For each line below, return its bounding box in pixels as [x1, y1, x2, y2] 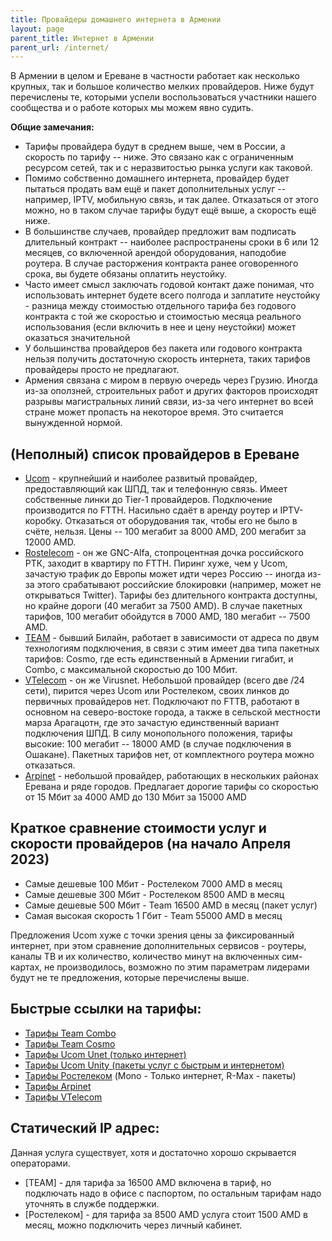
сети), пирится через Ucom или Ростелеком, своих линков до [24, 685, 290, 697]
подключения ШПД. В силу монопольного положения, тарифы [24, 727, 293, 740]
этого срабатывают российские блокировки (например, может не [36, 579, 322, 591]
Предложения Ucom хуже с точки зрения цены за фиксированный [10, 929, 295, 941]
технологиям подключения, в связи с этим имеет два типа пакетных [24, 642, 320, 655]
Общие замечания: [10, 121, 95, 133]
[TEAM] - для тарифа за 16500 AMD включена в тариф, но [24, 1176, 272, 1188]
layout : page [10, 24, 65, 34]
